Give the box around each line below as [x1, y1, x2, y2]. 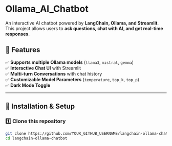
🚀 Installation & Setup [5, 102, 75, 111]
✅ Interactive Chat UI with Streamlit [5, 65, 81, 71]
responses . [5, 31, 30, 37]
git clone [5, 131, 27, 136]
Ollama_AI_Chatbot [5, 3, 89, 15]
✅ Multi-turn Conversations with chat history [5, 70, 102, 77]
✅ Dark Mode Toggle [5, 82, 51, 88]
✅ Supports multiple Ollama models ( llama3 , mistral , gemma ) [5, 59, 134, 65]
